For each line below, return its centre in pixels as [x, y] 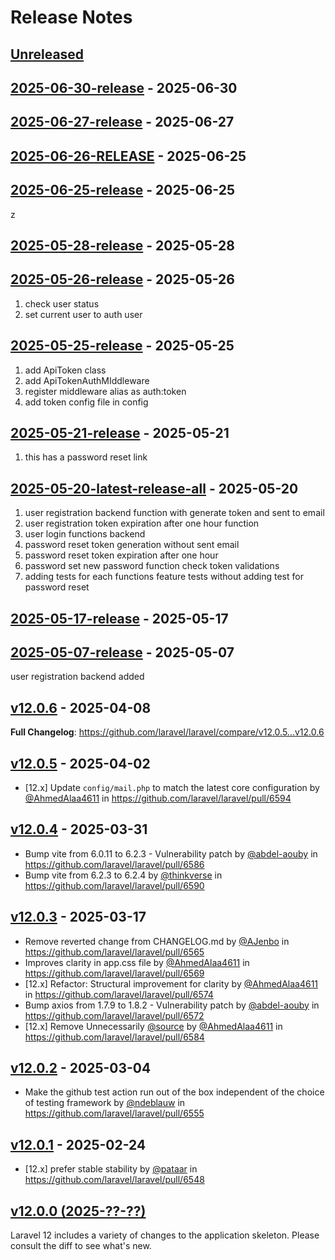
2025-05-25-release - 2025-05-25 [122, 346]
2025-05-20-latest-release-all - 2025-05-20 [154, 488]
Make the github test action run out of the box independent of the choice [174, 1092]
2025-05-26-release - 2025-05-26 [122, 279]
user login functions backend [85, 534]
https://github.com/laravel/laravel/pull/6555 [114, 1113]
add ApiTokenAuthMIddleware [87, 380]
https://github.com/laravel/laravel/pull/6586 [114, 864]
